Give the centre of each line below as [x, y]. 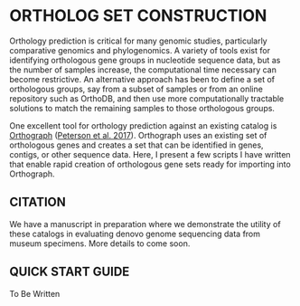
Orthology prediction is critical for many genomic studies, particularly [139, 41]
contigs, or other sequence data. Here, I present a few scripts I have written [150, 154]
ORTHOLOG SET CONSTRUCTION [138, 16]
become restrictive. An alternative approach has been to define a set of [142, 79]
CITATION [37, 202]
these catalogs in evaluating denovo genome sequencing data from [135, 234]
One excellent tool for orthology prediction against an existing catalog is [143, 125]
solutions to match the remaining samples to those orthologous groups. [142, 108]
